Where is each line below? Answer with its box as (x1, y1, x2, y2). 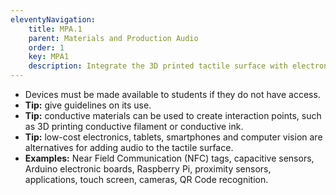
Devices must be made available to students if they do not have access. (24, 89, 321, 100)
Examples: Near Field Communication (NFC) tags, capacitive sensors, (24, 152, 315, 164)
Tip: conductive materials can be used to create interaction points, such (24, 110, 322, 121)
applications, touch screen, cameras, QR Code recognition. (24, 174, 269, 185)
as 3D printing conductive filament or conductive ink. (24, 121, 244, 132)
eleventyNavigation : (10, 14, 97, 25)
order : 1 (28, 42, 65, 53)
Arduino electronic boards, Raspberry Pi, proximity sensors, (24, 163, 272, 175)
